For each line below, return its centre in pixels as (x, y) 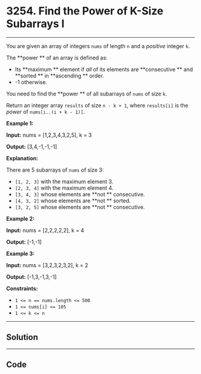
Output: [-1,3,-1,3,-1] (31, 277)
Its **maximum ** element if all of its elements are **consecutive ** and (104, 69)
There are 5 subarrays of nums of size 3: (55, 170)
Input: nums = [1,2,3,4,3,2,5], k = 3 (49, 135)
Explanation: (22, 158)
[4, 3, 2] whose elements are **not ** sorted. (73, 201)
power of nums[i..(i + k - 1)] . (45, 112)
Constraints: (22, 288)
